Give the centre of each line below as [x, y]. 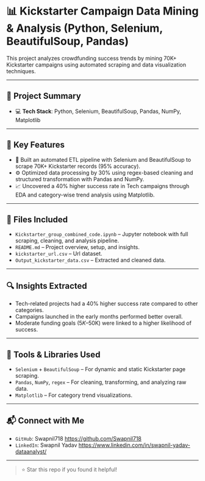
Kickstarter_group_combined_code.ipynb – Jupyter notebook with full [102, 234]
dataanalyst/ [31, 451]
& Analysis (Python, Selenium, [85, 28]
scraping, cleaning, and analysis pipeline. [67, 240]
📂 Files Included [37, 219]
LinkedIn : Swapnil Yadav [46, 445]
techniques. [21, 71]
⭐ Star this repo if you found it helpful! [69, 469]
